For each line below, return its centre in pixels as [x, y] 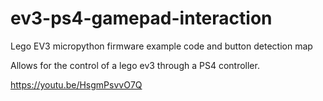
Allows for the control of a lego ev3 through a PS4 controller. [135, 65]
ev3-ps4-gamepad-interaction [141, 18]
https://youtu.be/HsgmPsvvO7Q [76, 84]
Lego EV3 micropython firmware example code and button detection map [161, 46]
